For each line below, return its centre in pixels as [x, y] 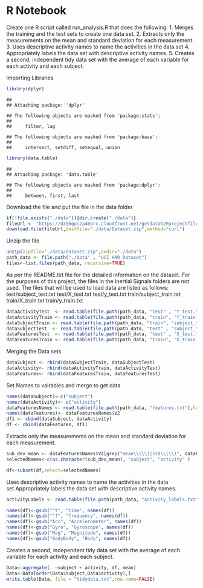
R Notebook [36, 11]
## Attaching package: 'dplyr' [46, 105]
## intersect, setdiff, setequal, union [63, 147]
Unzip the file [23, 241]
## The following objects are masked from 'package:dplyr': [84, 185]
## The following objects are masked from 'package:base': [82, 137]
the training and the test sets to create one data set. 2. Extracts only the [95, 33]
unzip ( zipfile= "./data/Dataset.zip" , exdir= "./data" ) [74, 252]
